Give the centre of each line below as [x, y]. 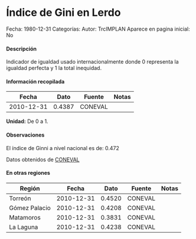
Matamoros [25, 217]
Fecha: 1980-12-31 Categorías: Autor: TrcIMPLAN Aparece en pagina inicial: [98, 29]
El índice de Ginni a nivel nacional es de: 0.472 [63, 148]
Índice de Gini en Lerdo [63, 13]
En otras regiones [28, 173]
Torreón [20, 198]
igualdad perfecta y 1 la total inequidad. [54, 68]
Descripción [22, 49]
